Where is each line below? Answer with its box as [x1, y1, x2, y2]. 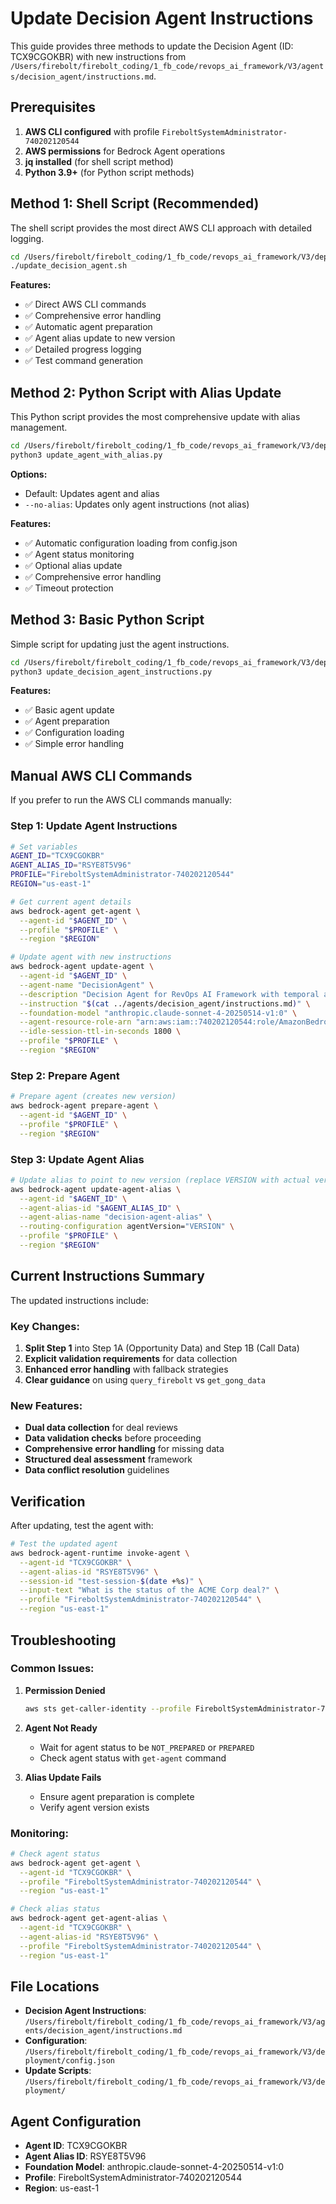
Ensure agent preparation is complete [39, 1790, 195, 1802]
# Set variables [10, 842, 78, 852]
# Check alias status [10, 1904, 101, 1914]
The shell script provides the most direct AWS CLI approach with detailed [10, 222, 312, 234]
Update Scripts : [24, 2065, 92, 2077]
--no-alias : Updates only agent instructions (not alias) [24, 498, 250, 510]
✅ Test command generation [24, 355, 144, 367]
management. [10, 422, 68, 434]
